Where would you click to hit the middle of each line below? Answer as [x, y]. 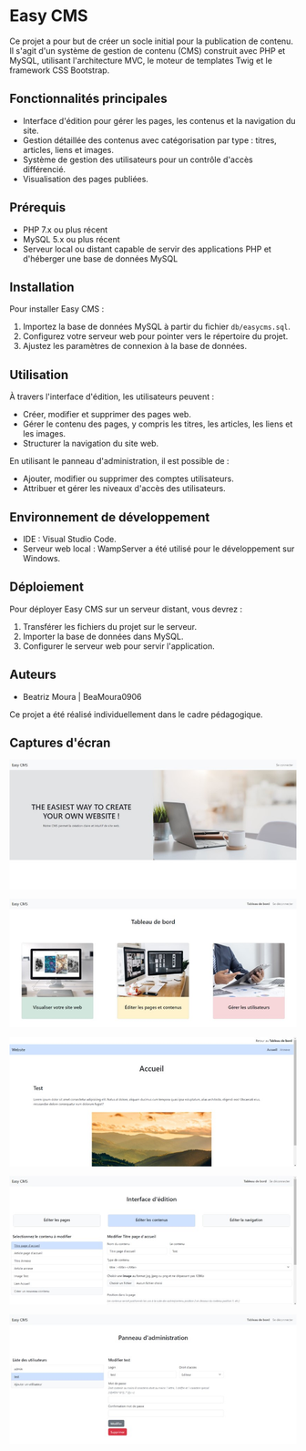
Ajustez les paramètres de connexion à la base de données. [135, 346]
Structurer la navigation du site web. [91, 444]
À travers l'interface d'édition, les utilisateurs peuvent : [112, 396]
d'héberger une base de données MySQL [100, 258]
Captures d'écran [60, 743]
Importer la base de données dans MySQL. [103, 636]
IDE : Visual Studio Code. [69, 539]
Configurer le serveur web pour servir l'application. [119, 646]
